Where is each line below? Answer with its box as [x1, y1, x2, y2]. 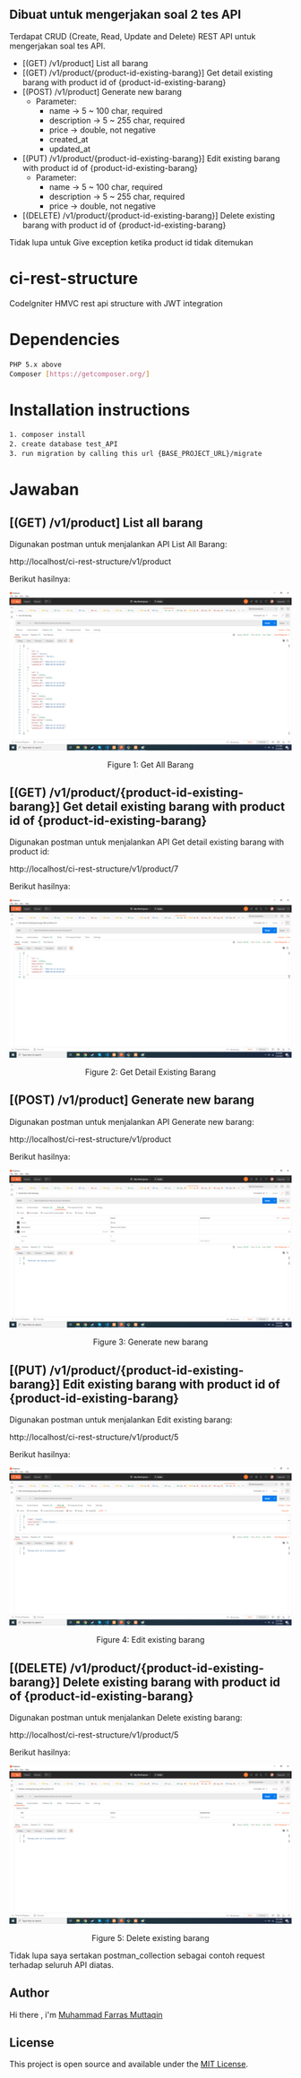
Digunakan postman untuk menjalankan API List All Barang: [9, 539, 228, 549]
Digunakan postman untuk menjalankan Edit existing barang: [9, 1414, 233, 1425]
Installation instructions [9, 399, 191, 420]
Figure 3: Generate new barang [92, 1336, 209, 1347]
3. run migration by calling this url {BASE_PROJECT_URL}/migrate [9, 450, 262, 459]
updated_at [48, 143, 91, 154]
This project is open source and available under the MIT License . [9, 2059, 249, 2070]
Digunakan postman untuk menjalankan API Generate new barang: [9, 1116, 254, 1127]
